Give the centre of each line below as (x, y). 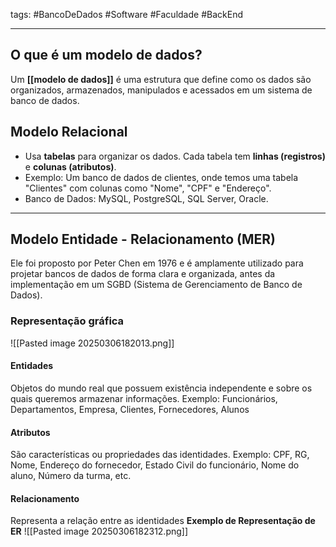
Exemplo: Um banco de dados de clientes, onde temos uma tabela (161, 177)
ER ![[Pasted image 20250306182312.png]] (99, 531)
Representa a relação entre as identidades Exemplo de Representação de (163, 521)
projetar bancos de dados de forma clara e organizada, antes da (143, 274)
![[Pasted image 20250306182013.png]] (92, 343)
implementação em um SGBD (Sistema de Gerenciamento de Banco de (156, 285)
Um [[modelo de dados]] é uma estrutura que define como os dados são (161, 79)
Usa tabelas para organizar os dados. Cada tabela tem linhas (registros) (175, 156)
